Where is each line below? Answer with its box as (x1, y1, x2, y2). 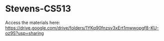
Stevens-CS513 (5, 3, 71, 14)
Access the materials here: (5, 19, 60, 25)
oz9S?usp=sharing (5, 30, 44, 36)
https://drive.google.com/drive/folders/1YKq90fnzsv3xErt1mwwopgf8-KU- (5, 24, 159, 30)
